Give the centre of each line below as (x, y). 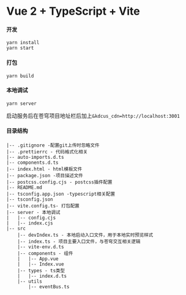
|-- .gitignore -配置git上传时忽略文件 (53, 145)
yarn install (23, 43)
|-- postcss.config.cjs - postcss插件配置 (59, 182)
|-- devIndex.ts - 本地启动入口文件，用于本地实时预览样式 (85, 235)
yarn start (20, 48)
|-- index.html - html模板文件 (44, 169)
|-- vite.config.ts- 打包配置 (43, 206)
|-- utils (30, 282)
